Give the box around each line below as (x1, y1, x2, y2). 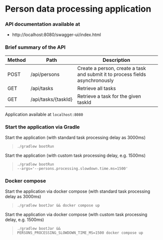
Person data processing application (5, 3, 151, 15)
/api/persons (31, 71, 60, 77)
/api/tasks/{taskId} (31, 96, 73, 103)
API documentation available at (5, 21, 80, 28)
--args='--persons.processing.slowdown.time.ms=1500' (16, 166, 128, 171)
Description (102, 56, 130, 63)
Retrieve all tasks (77, 85, 116, 92)
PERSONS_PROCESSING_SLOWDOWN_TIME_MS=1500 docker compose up (16, 230, 144, 236)
